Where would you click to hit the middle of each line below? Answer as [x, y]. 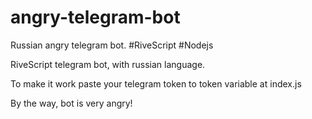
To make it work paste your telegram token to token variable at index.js [156, 83]
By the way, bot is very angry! [71, 103]
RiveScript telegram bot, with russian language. [108, 64]
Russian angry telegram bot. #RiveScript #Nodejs [112, 45]
